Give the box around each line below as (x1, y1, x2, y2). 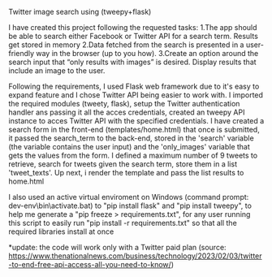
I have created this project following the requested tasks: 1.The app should (8, 23, 257, 32)
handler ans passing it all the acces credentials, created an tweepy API (8, 107, 245, 117)
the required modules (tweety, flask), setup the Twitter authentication (8, 99, 240, 108)
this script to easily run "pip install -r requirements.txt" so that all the (8, 219, 237, 227)
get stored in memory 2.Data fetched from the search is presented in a (8, 40, 244, 50)
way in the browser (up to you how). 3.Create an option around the (36, 49, 259, 58)
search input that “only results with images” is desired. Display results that (8, 57, 257, 67)
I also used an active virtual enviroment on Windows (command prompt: (8, 193, 249, 201)
